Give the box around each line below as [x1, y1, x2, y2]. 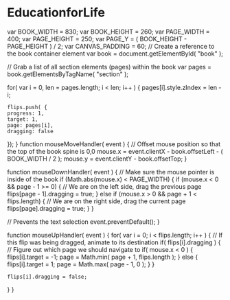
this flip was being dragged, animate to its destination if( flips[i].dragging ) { [7, 238, 221, 246]
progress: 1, [7, 110, 45, 117]
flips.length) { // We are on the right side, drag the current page [7, 197, 186, 205]
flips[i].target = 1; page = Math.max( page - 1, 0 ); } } [7, 259, 155, 268]
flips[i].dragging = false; [7, 273, 88, 280]
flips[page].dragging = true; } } [7, 204, 94, 212]
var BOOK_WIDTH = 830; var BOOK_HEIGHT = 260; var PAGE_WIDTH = [7, 27, 210, 36]
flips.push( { [7, 104, 48, 111]
